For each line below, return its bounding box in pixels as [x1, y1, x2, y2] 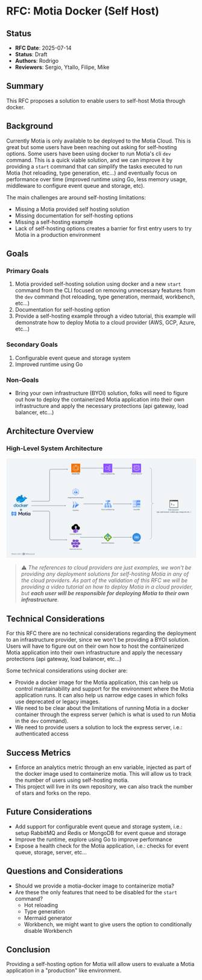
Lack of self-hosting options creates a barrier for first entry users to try [14, 225, 192, 232]
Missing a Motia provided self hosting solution [14, 205, 130, 213]
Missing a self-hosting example [14, 218, 93, 225]
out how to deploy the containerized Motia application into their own [14, 396, 185, 403]
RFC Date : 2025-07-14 [14, 44, 72, 51]
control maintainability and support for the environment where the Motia [14, 685, 194, 692]
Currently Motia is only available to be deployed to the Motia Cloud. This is [6, 137, 191, 144]
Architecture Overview [6, 426, 94, 436]
